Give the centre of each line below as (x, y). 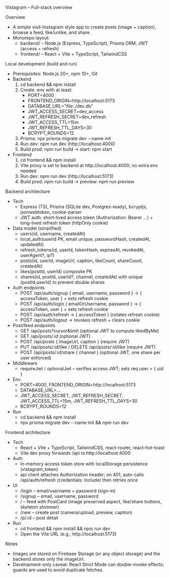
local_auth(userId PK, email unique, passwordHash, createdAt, (85, 239)
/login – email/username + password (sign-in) (68, 491)
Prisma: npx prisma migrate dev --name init (65, 138)
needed (28, 171)
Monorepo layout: (31, 38)
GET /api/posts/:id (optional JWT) (55, 336)
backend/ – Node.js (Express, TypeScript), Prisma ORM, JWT (84, 43)
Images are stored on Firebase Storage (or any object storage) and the (86, 554)
